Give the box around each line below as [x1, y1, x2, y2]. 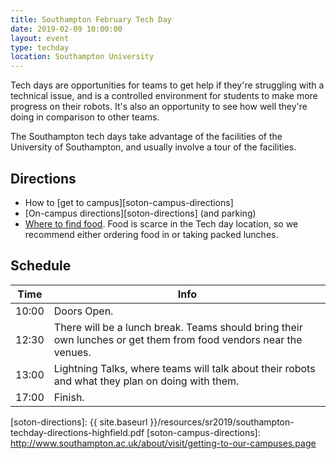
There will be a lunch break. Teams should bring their [53, 320, 303, 334]
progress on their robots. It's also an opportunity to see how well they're [10, 101, 308, 113]
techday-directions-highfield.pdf [10, 426, 145, 438]
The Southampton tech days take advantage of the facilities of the [10, 131, 283, 143]
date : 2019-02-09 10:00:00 [10, 24, 123, 34]
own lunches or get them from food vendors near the [53, 332, 303, 346]
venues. [53, 345, 92, 359]
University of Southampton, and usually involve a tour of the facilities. [10, 141, 297, 153]
